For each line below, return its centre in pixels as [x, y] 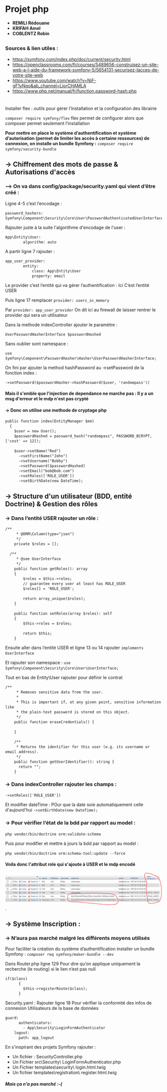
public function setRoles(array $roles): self [63, 614]
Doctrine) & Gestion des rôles [51, 504]
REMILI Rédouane [31, 23]
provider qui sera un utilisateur [37, 315]
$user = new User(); [35, 431]
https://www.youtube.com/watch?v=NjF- [54, 80]
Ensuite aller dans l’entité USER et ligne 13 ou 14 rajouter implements [74, 648]
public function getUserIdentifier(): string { [64, 762]
